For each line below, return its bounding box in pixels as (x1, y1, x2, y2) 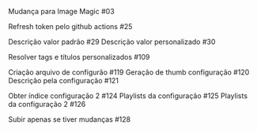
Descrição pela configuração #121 (8, 76, 119, 85)
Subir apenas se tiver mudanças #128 (8, 115, 131, 124)
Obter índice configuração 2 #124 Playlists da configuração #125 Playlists (8, 91, 248, 101)
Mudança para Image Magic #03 (8, 7, 115, 16)
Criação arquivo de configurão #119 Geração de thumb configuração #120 (8, 68, 250, 77)
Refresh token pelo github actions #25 (8, 22, 133, 31)
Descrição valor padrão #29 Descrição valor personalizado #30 (8, 37, 216, 46)
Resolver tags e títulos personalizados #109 (8, 53, 150, 61)
